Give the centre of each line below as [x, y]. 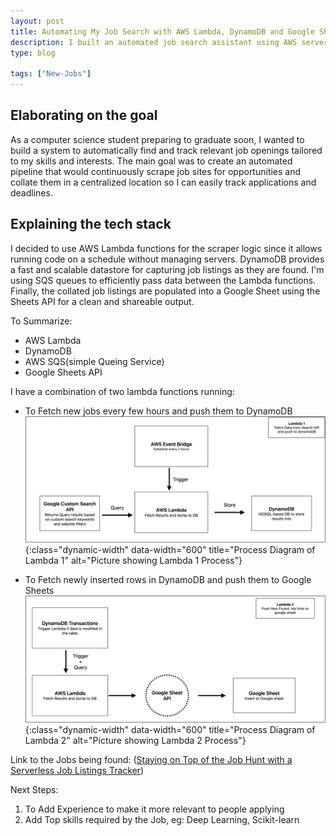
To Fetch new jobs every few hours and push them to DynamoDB [158, 411]
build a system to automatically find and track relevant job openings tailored [166, 150]
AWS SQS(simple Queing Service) [94, 361]
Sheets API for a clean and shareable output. [102, 301]
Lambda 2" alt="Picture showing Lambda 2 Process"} [135, 740]
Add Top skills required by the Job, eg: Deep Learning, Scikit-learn [162, 819]
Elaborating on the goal [84, 115]
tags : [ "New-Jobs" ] [51, 74]
